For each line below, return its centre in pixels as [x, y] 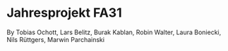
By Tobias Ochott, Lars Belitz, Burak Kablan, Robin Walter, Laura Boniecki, [114, 32]
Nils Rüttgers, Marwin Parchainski [56, 39]
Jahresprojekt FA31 [65, 13]
